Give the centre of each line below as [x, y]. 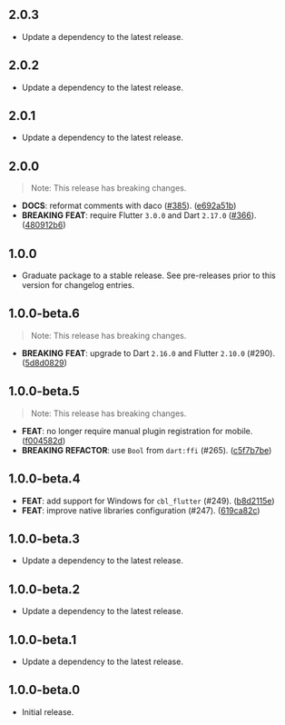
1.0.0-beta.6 [44, 314]
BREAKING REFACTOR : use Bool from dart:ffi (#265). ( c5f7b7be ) [147, 450]
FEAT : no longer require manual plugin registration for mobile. [137, 431]
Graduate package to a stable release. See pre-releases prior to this [148, 275]
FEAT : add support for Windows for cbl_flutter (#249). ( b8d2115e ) [148, 501]
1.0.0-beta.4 [44, 479]
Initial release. [48, 711]
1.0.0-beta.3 [44, 538]
